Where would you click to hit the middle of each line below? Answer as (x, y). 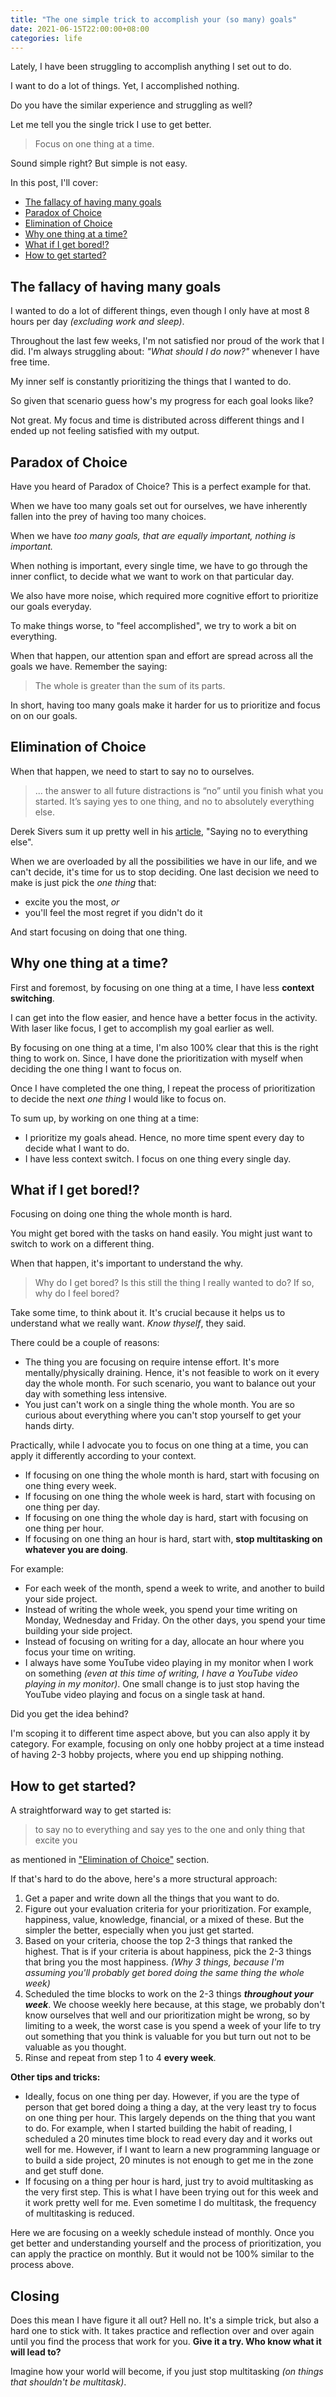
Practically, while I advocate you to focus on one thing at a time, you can (159, 1445)
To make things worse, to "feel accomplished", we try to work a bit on (153, 625)
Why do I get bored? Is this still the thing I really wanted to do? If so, (174, 1283)
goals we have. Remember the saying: (89, 666)
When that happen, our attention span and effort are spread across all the (162, 655)
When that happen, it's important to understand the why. (127, 1263)
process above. (42, 2265)
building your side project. (78, 1631)
